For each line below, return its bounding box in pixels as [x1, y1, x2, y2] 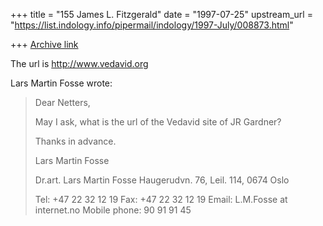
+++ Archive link [10, 39, 79, 50]
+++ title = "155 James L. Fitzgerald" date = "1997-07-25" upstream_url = [10, 9, 313, 20]
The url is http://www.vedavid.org [10, 58, 149, 69]
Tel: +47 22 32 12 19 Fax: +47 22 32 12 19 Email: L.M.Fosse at [34, 194, 288, 205]
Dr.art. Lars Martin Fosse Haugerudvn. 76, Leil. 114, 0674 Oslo [34, 174, 290, 186]
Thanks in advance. [34, 135, 117, 147]
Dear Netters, [34, 97, 91, 108]
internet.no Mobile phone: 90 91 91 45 [34, 204, 192, 216]
